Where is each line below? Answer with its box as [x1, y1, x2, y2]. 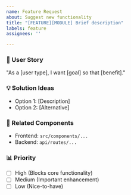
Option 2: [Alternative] [14, 103, 70, 111]
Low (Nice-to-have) [14, 183, 64, 190]
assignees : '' [6, 31, 42, 37]
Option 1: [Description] [14, 97, 70, 105]
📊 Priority [6, 153, 36, 162]
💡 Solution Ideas [6, 84, 55, 92]
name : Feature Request [6, 8, 63, 15]
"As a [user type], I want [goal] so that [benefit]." [6, 69, 126, 76]
